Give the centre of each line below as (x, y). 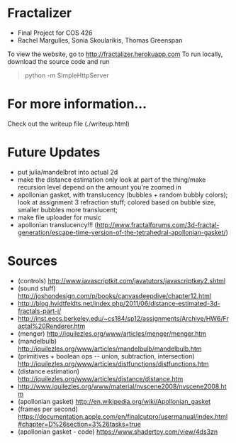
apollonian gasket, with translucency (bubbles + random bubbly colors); (123, 195)
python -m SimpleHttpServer (67, 75)
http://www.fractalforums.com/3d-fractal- (158, 224)
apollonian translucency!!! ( (57, 224)
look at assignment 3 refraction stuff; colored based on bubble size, (117, 202)
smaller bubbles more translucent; (68, 209)
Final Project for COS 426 (55, 33)
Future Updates (54, 152)
